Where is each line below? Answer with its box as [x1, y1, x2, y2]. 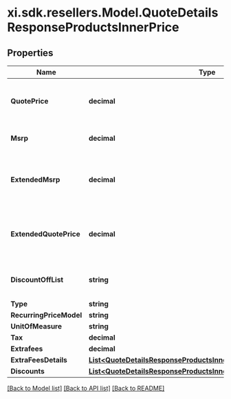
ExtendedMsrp [10, 175, 60, 184]
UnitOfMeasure [10, 322, 63, 331]
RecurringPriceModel [10, 311, 82, 320]
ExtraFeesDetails [10, 356, 67, 364]
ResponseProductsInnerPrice [7, 19, 179, 35]
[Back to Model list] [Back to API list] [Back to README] [7, 385, 165, 392]
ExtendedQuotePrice [10, 229, 80, 239]
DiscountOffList [10, 275, 64, 284]
